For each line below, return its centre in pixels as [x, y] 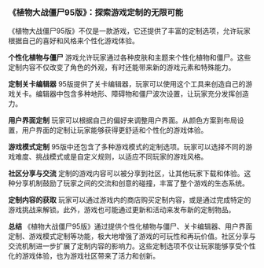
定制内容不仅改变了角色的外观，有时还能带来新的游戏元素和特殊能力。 [122, 68]
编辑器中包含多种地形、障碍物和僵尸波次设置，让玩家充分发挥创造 [142, 94]
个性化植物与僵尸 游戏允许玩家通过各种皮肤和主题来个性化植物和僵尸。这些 [130, 57]
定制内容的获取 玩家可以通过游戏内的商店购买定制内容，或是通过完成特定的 [130, 200]
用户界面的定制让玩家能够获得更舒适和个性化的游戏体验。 [115, 130]
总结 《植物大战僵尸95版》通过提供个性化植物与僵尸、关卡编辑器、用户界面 [130, 226]
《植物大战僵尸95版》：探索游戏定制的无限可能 [96, 12]
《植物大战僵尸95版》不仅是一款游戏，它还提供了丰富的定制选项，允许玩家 [129, 31]
